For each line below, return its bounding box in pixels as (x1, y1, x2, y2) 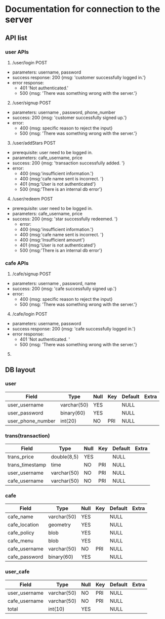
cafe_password (7, 553, 43, 560)
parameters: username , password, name (12, 281, 96, 287)
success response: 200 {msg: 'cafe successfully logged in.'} (12, 326, 136, 332)
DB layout (5, 366, 36, 374)
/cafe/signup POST (12, 271, 51, 277)
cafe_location (7, 521, 39, 528)
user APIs (5, 48, 29, 55)
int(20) (60, 417, 77, 424)
